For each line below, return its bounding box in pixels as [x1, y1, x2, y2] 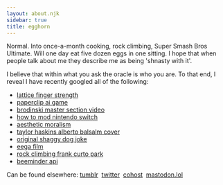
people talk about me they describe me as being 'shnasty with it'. [6, 57, 193, 65]
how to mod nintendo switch [16, 113, 98, 121]
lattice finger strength [16, 91, 79, 99]
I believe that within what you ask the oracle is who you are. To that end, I [6, 70, 216, 78]
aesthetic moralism [16, 121, 71, 129]
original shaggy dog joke [16, 135, 87, 143]
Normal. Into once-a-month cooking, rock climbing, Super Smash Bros [6, 42, 208, 51]
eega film [16, 143, 44, 151]
